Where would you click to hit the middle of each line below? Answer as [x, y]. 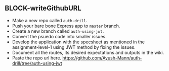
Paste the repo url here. [37, 58]
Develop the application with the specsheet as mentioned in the [78, 42]
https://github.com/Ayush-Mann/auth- [102, 58]
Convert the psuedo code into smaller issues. [59, 36]
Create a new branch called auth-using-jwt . [58, 31]
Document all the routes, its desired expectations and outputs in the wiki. [88, 52]
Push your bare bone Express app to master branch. [66, 26]
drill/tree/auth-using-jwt [37, 63]
